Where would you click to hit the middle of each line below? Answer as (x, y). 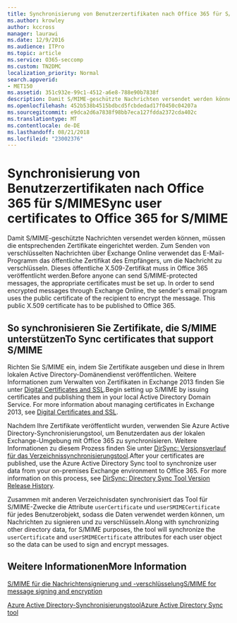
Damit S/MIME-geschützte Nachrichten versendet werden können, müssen (116, 238)
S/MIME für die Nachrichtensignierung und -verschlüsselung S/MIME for (112, 583)
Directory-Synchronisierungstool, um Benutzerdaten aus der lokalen (107, 433)
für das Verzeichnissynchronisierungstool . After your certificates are (106, 456)
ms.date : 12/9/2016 (36, 40)
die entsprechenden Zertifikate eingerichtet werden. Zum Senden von (109, 246)
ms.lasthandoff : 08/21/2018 (49, 132)
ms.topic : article (34, 54)
